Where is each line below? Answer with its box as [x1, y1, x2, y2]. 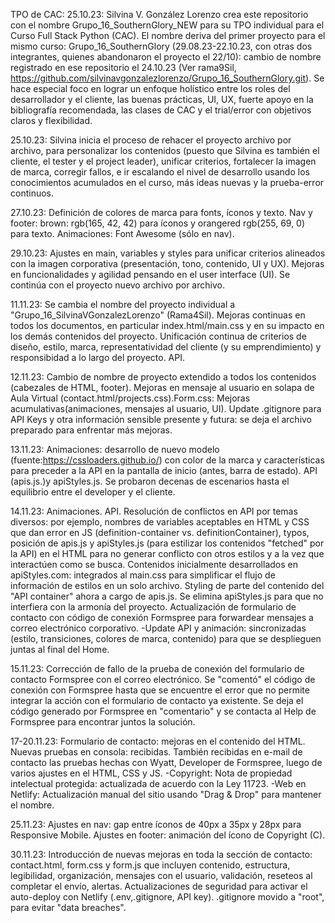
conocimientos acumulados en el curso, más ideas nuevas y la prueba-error [10, 177, 325, 188]
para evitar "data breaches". [10, 902, 127, 913]
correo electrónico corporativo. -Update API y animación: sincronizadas [10, 622, 307, 634]
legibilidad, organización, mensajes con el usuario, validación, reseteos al [10, 870, 313, 881]
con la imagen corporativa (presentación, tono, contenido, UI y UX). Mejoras [10, 258, 325, 269]
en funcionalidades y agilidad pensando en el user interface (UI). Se [10, 269, 291, 280]
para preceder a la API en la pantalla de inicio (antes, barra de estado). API [10, 465, 318, 476]
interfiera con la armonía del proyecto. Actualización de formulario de [10, 601, 297, 613]
